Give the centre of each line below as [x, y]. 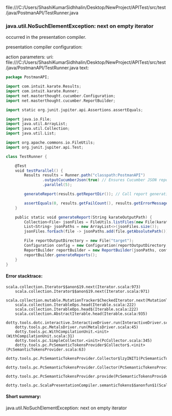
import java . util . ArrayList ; [37, 124]
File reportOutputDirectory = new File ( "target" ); [79, 241]
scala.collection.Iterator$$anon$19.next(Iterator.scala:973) [73, 287]
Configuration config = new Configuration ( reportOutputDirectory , [96, 246]
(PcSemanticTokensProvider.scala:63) [46, 350]
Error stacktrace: [24, 276]
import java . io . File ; [29, 119]
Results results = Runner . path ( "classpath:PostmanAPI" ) [85, 175]
